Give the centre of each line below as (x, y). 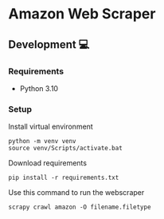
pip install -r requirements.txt (64, 178)
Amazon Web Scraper (82, 14)
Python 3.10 (39, 88)
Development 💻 (49, 44)
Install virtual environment (51, 127)
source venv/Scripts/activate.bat (66, 149)
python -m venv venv (43, 141)
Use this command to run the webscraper (76, 193)
